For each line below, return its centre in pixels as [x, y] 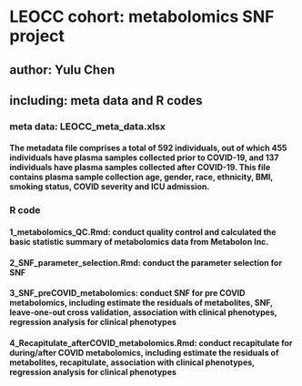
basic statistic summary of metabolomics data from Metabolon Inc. [139, 242]
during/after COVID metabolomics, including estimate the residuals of [144, 352]
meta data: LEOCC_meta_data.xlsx [87, 127]
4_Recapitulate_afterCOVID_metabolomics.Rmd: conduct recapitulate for [151, 342]
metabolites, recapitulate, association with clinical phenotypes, [132, 362]
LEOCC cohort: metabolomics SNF [142, 17]
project [37, 36]
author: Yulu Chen [62, 70]
